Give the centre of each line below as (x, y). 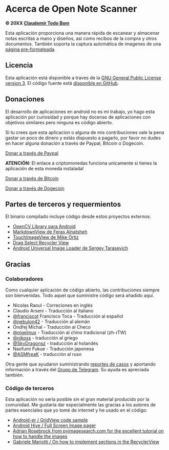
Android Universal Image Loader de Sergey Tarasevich (70, 248)
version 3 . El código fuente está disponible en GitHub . (62, 83)
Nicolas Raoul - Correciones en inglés (53, 305)
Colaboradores (24, 279)
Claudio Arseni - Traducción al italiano (53, 311)
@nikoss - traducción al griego (45, 338)
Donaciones (25, 99)
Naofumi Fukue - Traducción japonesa (53, 349)
